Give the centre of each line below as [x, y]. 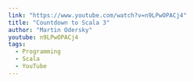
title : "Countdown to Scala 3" [59, 23]
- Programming [38, 52]
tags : [17, 45]
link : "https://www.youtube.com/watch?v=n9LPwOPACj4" [98, 15]
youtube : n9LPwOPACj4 [43, 37]
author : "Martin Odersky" [50, 30]
